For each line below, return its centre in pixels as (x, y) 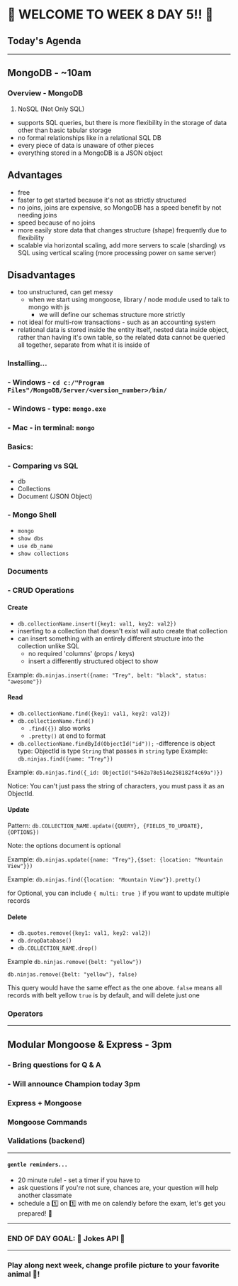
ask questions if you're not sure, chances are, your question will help (118, 1188)
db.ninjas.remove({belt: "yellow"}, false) (73, 975)
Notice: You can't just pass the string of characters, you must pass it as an (116, 786)
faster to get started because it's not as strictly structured (102, 200)
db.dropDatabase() (45, 941)
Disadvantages (41, 275)
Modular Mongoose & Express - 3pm (90, 1044)
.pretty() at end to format (67, 736)
